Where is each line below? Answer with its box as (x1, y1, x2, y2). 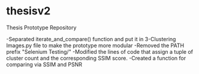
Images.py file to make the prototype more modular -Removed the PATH (6, 42, 185, 49)
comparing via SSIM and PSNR (6, 61, 83, 68)
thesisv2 (6, 4, 51, 18)
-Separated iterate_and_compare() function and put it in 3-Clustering (6, 35, 176, 42)
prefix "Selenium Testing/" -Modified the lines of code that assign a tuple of (6, 48, 194, 55)
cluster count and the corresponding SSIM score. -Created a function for (6, 54, 186, 61)
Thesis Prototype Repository (6, 24, 77, 31)
